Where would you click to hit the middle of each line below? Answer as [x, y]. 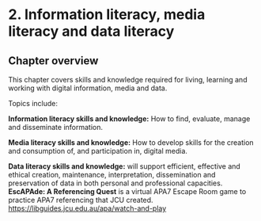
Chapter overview [53, 61]
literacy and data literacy [91, 31]
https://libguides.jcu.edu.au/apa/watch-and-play [87, 208]
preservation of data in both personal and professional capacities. [115, 183]
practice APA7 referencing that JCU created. [81, 200]
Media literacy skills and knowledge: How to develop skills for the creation [131, 143]
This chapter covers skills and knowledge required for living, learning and [128, 80]
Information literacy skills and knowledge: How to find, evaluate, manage [129, 119]
